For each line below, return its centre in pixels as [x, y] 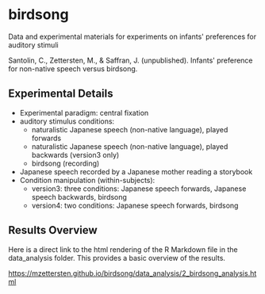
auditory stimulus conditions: [67, 121]
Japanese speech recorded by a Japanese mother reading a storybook [136, 171]
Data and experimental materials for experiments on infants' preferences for [132, 36]
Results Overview [53, 230]
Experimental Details [61, 94]
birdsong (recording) [65, 163]
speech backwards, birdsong [79, 197]
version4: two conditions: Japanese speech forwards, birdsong [135, 205]
